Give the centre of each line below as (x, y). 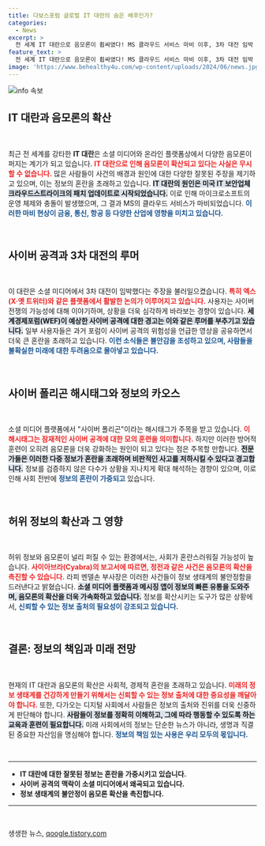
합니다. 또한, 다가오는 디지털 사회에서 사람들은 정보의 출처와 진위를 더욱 (125, 704)
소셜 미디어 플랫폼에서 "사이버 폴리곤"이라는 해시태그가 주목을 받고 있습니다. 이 (129, 429)
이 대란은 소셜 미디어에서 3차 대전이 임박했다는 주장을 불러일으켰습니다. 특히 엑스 (132, 291)
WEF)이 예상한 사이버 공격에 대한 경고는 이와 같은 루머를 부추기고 (141, 321)
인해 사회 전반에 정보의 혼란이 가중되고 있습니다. (82, 478)
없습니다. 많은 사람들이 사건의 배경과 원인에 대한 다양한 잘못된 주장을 (129, 173)
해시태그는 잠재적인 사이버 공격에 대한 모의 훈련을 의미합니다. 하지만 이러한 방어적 (132, 439)
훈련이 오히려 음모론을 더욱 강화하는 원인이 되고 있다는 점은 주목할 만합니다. (124, 449)
